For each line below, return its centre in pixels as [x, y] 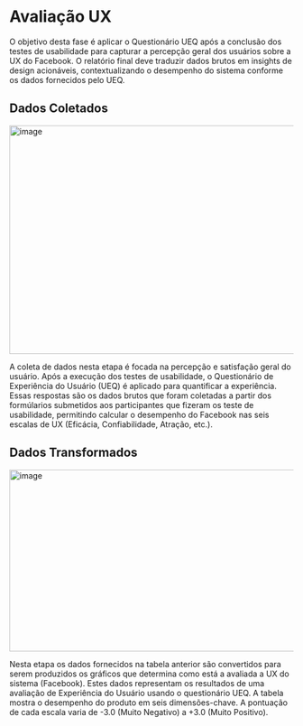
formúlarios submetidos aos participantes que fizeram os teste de [132, 405]
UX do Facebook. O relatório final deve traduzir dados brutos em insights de [151, 60]
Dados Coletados [59, 109]
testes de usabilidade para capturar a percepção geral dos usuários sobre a [150, 51]
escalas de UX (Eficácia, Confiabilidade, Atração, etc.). [111, 424]
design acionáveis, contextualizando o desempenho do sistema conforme [147, 70]
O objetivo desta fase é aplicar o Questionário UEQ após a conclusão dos [146, 42]
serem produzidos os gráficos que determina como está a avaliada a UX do [150, 674]
